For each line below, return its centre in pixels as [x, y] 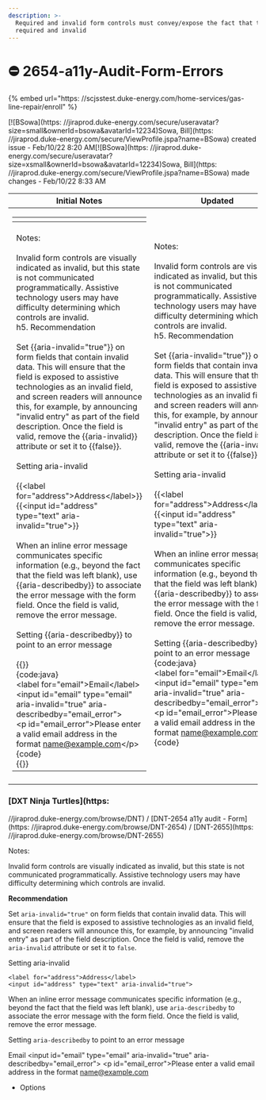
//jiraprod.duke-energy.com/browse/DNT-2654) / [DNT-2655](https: [142, 827]
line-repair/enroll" [37, 107]
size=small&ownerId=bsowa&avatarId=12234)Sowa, [93, 131]
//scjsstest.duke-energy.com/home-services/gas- [163, 98]
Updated [217, 201]
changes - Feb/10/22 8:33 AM [57, 181]
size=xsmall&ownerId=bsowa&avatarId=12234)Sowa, [95, 164]
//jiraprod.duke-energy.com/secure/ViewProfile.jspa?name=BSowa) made [129, 173]
